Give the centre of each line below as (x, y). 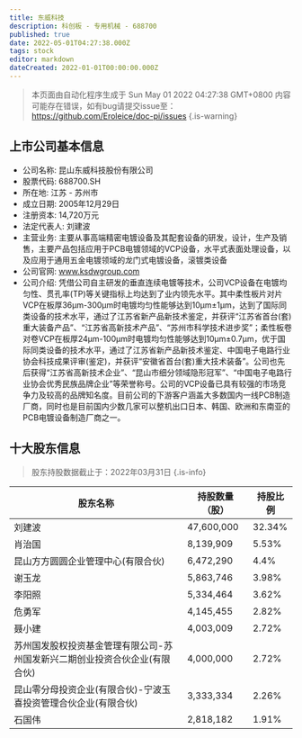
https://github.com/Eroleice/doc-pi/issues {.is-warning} (134, 116)
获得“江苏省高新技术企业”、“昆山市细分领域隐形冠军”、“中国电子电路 (157, 372)
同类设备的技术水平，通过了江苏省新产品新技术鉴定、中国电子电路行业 (160, 350)
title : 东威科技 (37, 18)
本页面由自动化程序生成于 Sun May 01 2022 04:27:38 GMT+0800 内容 (161, 94)
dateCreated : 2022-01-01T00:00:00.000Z (84, 68)
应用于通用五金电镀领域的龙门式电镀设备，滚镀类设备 (129, 260)
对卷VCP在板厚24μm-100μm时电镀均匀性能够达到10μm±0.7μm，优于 (150, 338)
